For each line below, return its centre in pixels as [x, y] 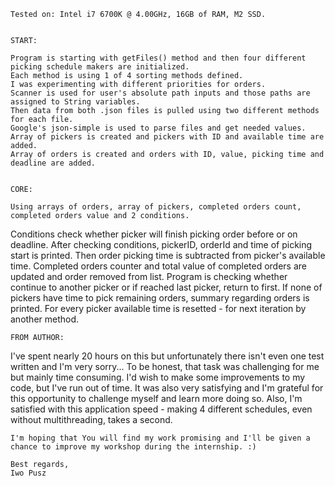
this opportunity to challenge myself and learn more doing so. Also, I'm [156, 398]
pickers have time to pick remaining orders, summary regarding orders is [160, 298]
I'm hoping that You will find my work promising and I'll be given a [160, 438]
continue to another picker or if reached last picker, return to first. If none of [166, 287]
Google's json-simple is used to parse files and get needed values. [158, 128]
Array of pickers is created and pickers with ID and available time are [167, 137]
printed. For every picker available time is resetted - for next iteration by [158, 308]
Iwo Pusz [28, 473]
